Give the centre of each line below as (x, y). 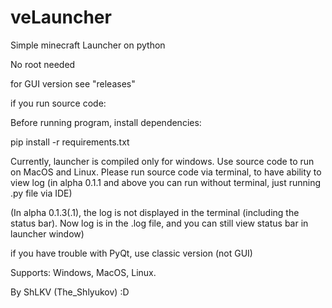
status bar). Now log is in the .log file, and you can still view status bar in (159, 223)
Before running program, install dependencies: (106, 122)
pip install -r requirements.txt (70, 142)
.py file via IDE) (41, 193)
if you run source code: (58, 103)
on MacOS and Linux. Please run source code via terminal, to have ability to (166, 172)
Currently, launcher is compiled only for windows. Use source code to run (162, 161)
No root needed (43, 64)
